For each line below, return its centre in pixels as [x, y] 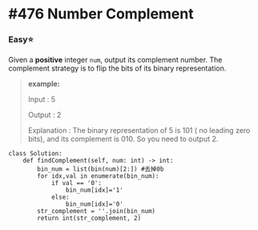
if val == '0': [77, 184]
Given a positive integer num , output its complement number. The [115, 60]
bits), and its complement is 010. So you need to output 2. [123, 139]
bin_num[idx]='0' [95, 204]
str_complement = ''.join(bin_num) [97, 212]
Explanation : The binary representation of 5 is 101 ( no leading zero [139, 131]
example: [44, 84]
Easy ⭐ [21, 39]
